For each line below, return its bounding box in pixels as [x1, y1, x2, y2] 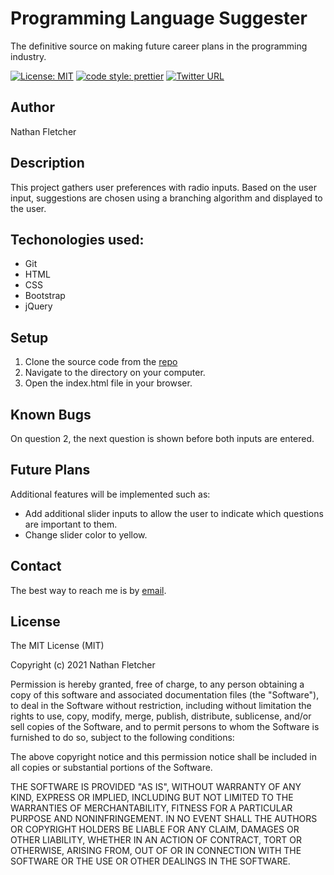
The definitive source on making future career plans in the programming [10, 40, 308, 52]
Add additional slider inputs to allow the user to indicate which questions [24, 507, 324, 519]
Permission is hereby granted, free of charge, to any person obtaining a [10, 678, 305, 691]
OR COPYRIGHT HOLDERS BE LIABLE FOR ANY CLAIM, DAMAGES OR [10, 823, 300, 836]
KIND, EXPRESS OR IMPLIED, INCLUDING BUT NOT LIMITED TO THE [10, 792, 294, 804]
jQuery [24, 300, 53, 312]
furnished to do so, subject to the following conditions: [10, 732, 235, 744]
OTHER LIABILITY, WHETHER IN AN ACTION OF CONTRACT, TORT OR [10, 834, 302, 846]
